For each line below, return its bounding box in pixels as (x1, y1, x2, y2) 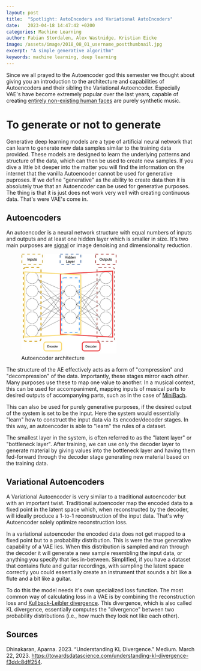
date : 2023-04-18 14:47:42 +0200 (6, 22, 95, 28)
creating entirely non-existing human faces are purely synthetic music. (6, 97, 181, 104)
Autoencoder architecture (21, 355, 85, 362)
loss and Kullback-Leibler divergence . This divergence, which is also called (6, 599, 192, 607)
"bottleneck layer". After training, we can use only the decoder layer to (6, 441, 181, 448)
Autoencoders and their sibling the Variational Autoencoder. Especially (6, 84, 181, 91)
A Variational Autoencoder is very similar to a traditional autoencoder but (6, 493, 186, 500)
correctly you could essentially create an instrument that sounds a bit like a (6, 568, 192, 575)
